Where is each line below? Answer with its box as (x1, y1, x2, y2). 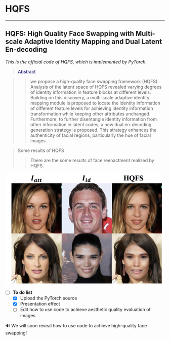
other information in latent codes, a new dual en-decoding (30, 121, 152, 127)
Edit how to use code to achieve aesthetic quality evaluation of (20, 307, 151, 313)
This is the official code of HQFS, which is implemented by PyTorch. (5, 59, 147, 65)
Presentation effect (20, 301, 60, 307)
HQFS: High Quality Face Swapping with (5, 29, 135, 38)
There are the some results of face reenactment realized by (30, 157, 154, 163)
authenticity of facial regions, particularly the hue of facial (30, 132, 151, 138)
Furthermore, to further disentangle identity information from (30, 116, 157, 122)
